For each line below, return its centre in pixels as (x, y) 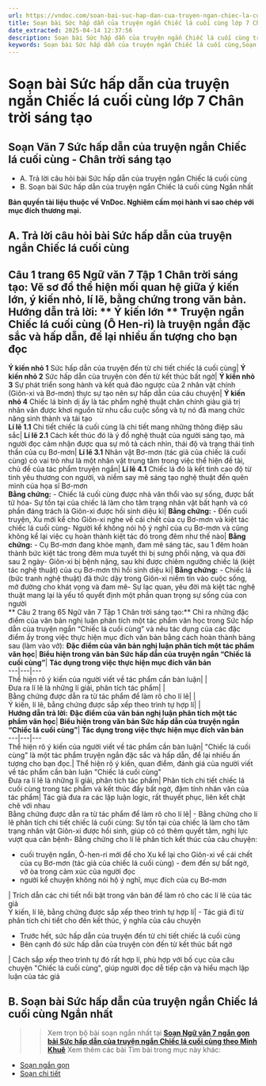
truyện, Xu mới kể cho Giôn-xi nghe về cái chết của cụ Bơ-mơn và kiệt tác (129, 520)
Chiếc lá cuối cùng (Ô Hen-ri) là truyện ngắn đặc (129, 324)
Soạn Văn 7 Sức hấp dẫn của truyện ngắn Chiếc (127, 147)
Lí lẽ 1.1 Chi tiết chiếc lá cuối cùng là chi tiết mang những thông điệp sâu (125, 427)
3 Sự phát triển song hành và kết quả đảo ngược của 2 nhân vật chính (122, 385)
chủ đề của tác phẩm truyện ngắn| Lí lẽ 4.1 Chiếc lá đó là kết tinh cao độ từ (130, 469)
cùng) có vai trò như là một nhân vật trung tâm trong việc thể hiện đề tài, (127, 461)
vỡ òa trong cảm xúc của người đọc (78, 871)
